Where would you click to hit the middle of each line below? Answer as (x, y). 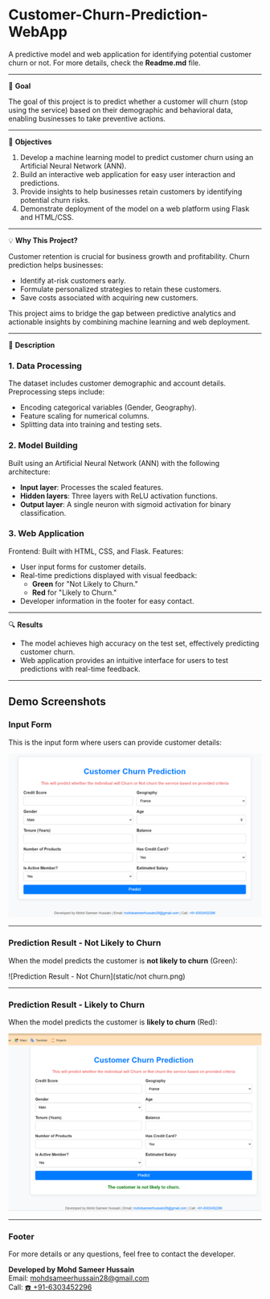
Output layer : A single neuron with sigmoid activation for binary (125, 504)
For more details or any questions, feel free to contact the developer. (122, 1254)
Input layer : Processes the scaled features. (91, 487)
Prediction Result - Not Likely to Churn (85, 943)
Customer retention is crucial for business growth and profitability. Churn (129, 256)
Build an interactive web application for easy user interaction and (127, 174)
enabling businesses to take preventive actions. (87, 118)
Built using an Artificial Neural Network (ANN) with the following (114, 463)
